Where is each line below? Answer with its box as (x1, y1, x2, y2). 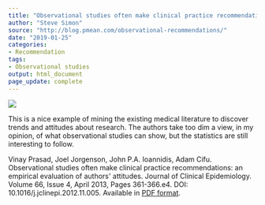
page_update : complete (8, 77, 83, 85)
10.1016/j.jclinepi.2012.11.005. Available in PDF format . (8, 188, 181, 197)
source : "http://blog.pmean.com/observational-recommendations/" (8, 26, 227, 34)
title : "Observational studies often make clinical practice (8, 11, 214, 20)
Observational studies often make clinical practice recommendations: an (8, 162, 243, 172)
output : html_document (8, 70, 83, 78)
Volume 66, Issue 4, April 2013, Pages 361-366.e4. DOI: (8, 179, 188, 189)
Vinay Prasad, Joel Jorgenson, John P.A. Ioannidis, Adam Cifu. (8, 155, 212, 164)
